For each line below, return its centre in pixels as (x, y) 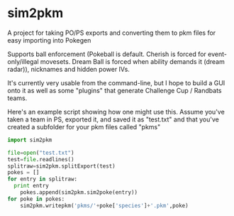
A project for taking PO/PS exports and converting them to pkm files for (112, 33)
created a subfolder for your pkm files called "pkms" (84, 126)
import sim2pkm (30, 140)
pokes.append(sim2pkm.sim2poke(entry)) (79, 193)
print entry (32, 186)
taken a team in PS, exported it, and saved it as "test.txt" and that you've (113, 119)
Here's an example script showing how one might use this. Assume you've (116, 112)
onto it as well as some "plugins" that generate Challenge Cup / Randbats (115, 90)
